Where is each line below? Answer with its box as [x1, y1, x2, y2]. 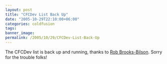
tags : [5, 26, 17, 31]
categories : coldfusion [5, 21, 55, 26]
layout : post [5, 7, 33, 12]
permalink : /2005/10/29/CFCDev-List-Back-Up [5, 35, 100, 40]
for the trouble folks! [5, 54, 48, 60]
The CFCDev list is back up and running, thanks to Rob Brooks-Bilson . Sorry [5, 48, 162, 55]
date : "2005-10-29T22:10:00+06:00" [5, 16, 80, 21]
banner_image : [5, 30, 35, 35]
